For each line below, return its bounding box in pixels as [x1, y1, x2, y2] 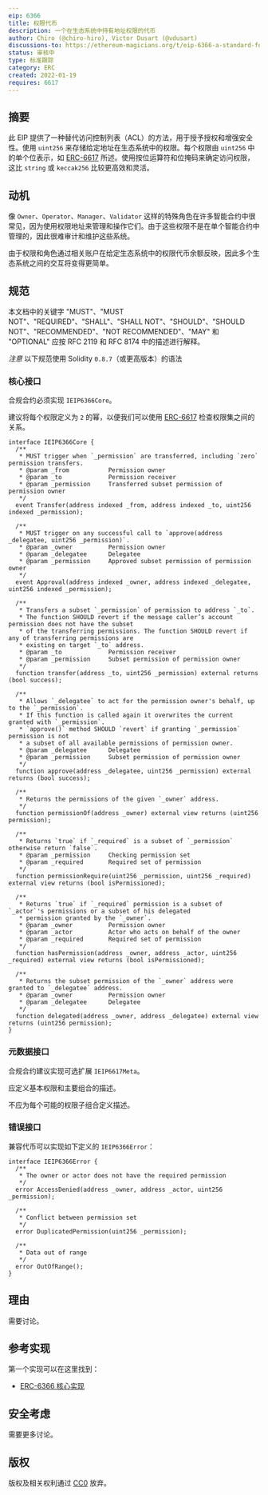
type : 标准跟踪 [8, 57, 54, 65]
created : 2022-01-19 [8, 71, 77, 79]
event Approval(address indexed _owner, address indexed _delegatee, [15, 578, 251, 586]
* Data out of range [18, 1249, 88, 1257]
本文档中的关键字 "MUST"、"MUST [8, 306, 124, 316]
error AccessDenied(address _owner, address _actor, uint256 [15, 1185, 223, 1193]
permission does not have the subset [8, 621, 134, 629]
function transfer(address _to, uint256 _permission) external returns [15, 670, 259, 678]
